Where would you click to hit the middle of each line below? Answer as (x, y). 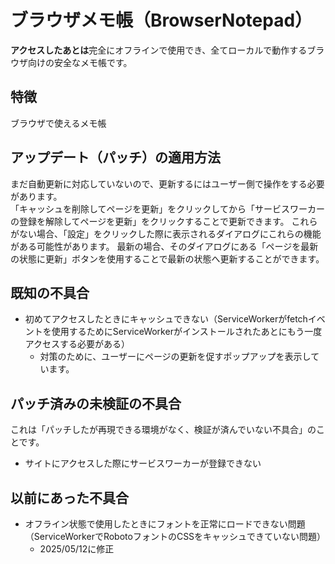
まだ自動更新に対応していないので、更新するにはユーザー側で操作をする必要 (167, 183)
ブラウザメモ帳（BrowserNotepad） (161, 20)
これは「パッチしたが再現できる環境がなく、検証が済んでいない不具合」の (163, 430)
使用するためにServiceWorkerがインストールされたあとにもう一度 (187, 332)
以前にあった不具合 (69, 497)
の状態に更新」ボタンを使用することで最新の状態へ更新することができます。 (167, 258)
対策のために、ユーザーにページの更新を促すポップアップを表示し (175, 357)
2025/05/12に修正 (77, 549)
